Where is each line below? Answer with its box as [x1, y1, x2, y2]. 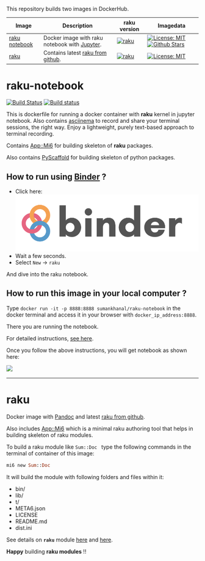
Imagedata [157, 22, 186, 29]
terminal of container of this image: [6, 449, 95, 457]
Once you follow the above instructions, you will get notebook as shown [6, 346, 187, 354]
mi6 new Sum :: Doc [6, 462, 51, 468]
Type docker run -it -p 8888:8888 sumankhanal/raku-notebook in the [6, 304, 181, 312]
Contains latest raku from [43, 49, 107, 56]
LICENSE [15, 511, 38, 518]
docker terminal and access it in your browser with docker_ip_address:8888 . [6, 311, 197, 318]
